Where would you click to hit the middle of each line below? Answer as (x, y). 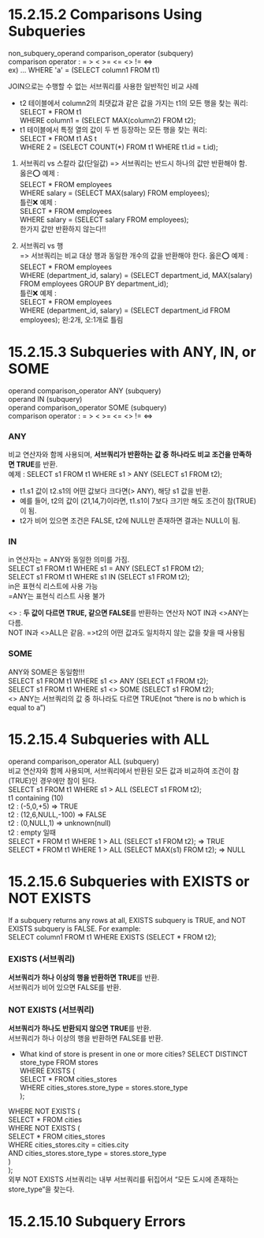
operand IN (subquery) (45, 399)
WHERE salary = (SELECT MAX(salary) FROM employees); (115, 193)
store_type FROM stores (59, 1063)
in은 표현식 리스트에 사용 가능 (53, 587)
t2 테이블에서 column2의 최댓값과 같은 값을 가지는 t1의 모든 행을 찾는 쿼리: (134, 103)
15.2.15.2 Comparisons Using (105, 15)
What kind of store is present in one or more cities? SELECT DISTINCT (134, 1054)
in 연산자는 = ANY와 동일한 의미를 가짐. (69, 560)
